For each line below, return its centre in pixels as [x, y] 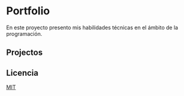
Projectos [24, 53]
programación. [24, 33]
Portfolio [28, 11]
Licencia [22, 73]
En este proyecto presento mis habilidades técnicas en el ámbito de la [92, 27]
